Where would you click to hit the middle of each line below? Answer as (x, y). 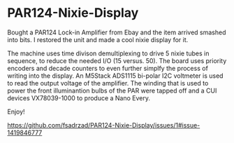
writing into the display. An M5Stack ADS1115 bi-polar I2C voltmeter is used (115, 76)
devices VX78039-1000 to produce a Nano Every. (79, 98)
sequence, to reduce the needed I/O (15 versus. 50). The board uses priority (117, 60)
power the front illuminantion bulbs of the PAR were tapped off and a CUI (112, 90)
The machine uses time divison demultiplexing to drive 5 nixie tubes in (108, 53)
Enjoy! (16, 111)
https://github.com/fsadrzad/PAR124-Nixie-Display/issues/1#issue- (104, 125)
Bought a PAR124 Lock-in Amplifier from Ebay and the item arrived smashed (117, 32)
